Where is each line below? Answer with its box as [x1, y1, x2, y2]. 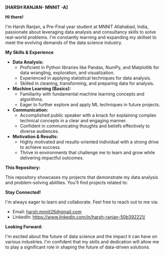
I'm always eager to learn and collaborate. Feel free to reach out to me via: [5, 199, 158, 205]
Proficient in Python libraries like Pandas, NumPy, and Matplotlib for [19, 65, 159, 70]
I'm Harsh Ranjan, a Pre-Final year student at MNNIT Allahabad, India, [5, 24, 149, 30]
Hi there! [5, 14, 24, 20]
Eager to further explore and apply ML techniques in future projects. [19, 102, 160, 107]
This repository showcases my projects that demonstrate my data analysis [5, 174, 158, 180]
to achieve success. [19, 144, 61, 150]
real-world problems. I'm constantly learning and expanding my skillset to [5, 35, 156, 40]
